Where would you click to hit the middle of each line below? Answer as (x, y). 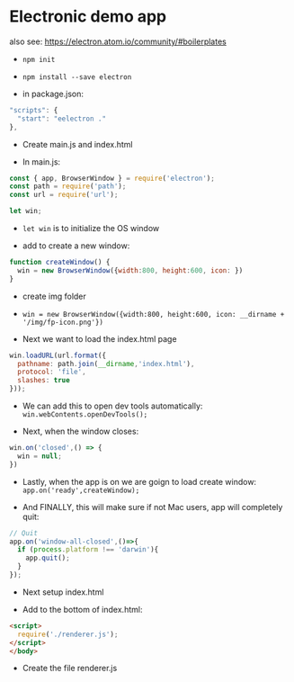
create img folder (54, 296)
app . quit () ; (48, 558)
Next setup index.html (63, 592)
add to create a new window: (76, 246)
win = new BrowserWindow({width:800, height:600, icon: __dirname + (153, 314)
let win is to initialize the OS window (91, 229)
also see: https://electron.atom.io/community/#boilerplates (118, 41)
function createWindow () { (60, 263)
